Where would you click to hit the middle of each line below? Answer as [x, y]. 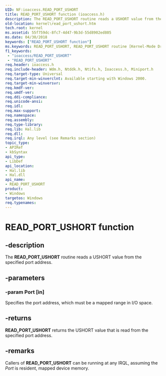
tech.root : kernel [24, 28]
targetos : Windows [24, 198]
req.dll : [14, 134]
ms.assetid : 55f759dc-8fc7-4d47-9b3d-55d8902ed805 [58, 33]
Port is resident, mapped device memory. [47, 368]
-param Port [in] [25, 292]
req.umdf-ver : [20, 92]
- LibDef [14, 161]
